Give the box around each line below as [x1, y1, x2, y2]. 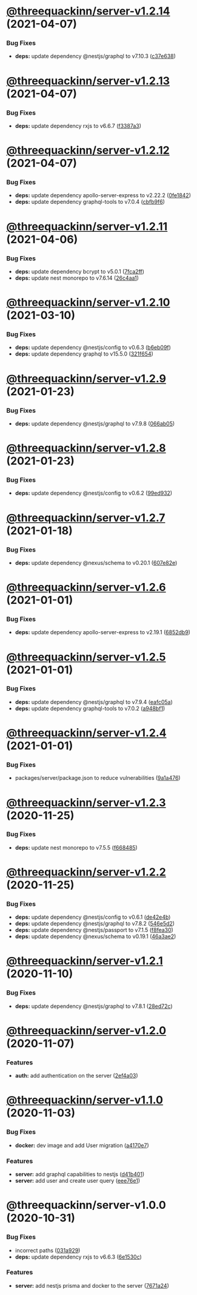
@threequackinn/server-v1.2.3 [6, 796, 166, 810]
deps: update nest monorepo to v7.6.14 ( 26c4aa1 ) [15, 274, 139, 282]
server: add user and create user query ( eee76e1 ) [15, 1177, 141, 1185]
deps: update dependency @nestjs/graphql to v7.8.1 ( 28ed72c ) [15, 1003, 173, 1010]
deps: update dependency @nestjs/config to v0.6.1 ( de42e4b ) [15, 913, 171, 921]
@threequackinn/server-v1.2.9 [6, 371, 167, 385]
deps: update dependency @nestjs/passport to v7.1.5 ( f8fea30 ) [15, 927, 174, 934]
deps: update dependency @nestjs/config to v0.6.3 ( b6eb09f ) [15, 344, 172, 351]
